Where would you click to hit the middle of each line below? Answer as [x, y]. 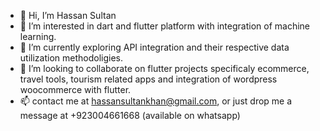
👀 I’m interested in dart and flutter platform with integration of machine [164, 26]
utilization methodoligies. [71, 58]
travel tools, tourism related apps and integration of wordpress [148, 79]
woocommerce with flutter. [75, 89]
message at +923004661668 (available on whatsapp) [130, 115]
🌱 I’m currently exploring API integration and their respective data [154, 47]
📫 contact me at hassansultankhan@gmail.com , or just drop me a [156, 101]
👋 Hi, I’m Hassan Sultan [68, 15]
